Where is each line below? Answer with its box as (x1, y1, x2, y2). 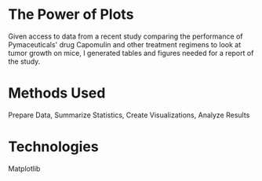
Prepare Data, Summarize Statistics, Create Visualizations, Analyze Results (8, 110, 250, 120)
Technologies (8, 138, 100, 156)
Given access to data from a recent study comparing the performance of (8, 31, 243, 41)
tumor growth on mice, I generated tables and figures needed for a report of (8, 48, 254, 57)
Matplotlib (8, 164, 41, 173)
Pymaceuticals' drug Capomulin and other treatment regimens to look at (8, 39, 242, 49)
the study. (8, 57, 41, 66)
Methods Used (8, 84, 106, 102)
